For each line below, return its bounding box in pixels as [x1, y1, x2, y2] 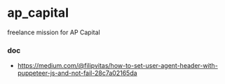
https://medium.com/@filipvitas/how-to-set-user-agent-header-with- [17, 62, 219, 70]
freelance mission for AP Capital [7, 28, 100, 36]
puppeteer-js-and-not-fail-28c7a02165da [17, 69, 138, 78]
